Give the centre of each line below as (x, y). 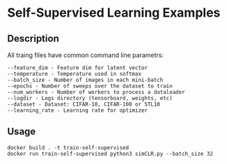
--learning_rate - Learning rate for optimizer (78, 110)
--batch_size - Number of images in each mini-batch (85, 80)
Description (33, 39)
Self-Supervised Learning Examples (114, 13)
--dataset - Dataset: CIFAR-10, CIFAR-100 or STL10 (84, 104)
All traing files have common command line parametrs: (85, 55)
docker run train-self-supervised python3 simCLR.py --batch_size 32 (110, 154)
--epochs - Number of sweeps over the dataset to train (90, 86)
